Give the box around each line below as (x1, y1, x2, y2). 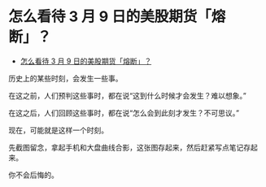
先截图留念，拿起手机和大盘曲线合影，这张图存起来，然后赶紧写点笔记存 (8, 142, 251, 152)
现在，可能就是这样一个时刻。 (8, 125, 108, 135)
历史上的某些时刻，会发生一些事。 (8, 73, 123, 83)
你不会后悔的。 (8, 170, 59, 180)
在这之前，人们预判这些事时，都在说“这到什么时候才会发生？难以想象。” (8, 90, 246, 100)
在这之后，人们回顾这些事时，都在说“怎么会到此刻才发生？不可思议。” (8, 107, 240, 118)
